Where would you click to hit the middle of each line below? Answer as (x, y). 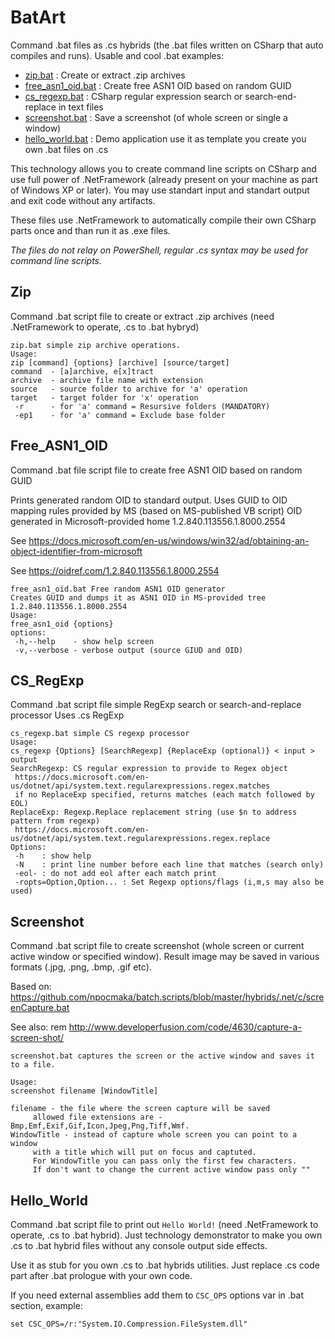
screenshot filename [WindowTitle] (84, 1091)
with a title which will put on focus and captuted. (144, 1152)
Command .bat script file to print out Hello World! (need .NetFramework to (164, 1224)
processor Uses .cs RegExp (67, 715)
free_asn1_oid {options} (62, 624)
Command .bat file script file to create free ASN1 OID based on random (156, 470)
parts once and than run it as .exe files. (90, 230)
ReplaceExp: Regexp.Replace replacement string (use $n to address (154, 812)
